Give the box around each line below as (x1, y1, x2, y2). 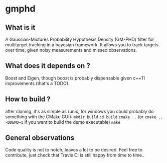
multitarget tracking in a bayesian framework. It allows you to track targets (5, 42, 159, 48)
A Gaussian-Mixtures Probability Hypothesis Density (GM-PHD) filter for (5, 36, 154, 42)
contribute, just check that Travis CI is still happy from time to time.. (5, 152, 145, 158)
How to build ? (5, 95, 51, 104)
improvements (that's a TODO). (5, 80, 70, 86)
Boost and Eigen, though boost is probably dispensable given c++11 (5, 75, 145, 81)
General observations (5, 134, 74, 142)
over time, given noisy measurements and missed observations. (5, 47, 137, 53)
